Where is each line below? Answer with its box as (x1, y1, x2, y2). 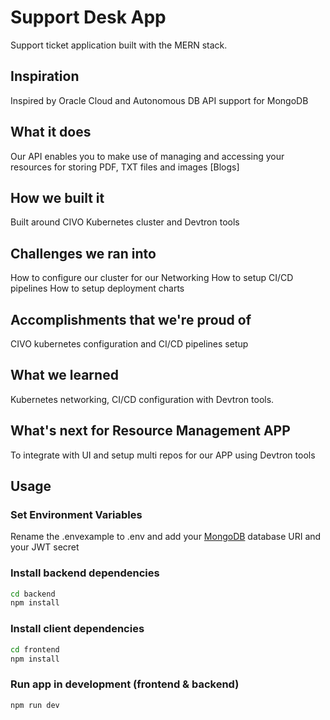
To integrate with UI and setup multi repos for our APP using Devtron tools (10, 449, 316, 461)
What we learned (10, 367, 119, 384)
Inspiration (10, 68, 80, 85)
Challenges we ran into (10, 245, 157, 262)
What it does (10, 124, 92, 141)
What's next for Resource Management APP (10, 422, 291, 440)
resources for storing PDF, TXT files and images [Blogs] (10, 161, 240, 173)
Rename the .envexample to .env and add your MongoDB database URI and (10, 531, 322, 543)
